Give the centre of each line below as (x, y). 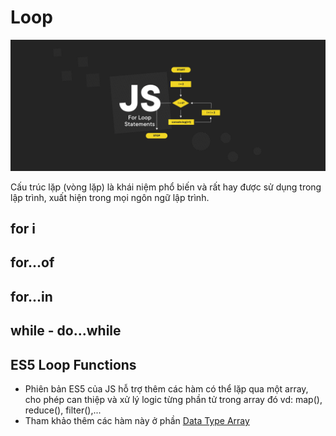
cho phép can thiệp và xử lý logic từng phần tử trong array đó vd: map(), (173, 399)
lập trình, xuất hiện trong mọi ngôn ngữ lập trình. (110, 197)
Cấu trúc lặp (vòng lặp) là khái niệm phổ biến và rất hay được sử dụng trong (166, 187)
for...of (32, 262)
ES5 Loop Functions (73, 364)
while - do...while (66, 331)
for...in (31, 296)
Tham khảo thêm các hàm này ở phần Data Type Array (137, 420)
